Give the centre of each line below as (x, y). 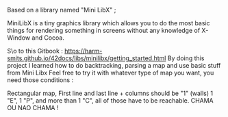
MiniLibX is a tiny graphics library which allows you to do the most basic (109, 23)
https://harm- (84, 51)
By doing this (186, 58)
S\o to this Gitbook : (35, 51)
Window (19, 38)
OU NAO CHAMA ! (33, 108)
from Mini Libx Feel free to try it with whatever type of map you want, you (111, 73)
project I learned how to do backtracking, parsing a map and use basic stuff (114, 65)
